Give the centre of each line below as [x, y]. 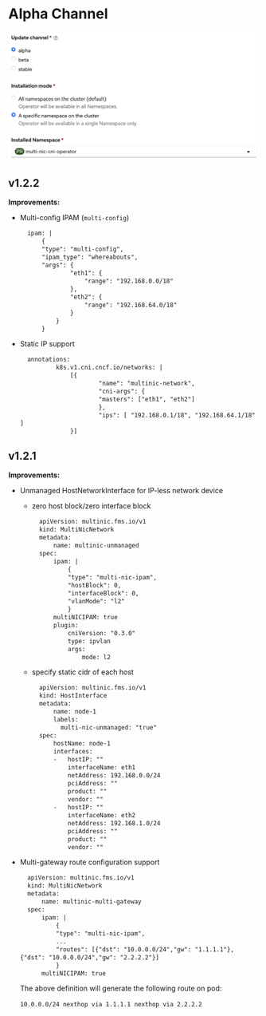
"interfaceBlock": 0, [103, 593]
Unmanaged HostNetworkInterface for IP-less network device [121, 490]
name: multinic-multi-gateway [91, 901]
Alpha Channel [58, 14]
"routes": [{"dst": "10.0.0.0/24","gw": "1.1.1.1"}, [145, 949]
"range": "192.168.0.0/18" [129, 281]
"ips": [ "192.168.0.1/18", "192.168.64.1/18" [177, 416]
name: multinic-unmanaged [96, 545]
